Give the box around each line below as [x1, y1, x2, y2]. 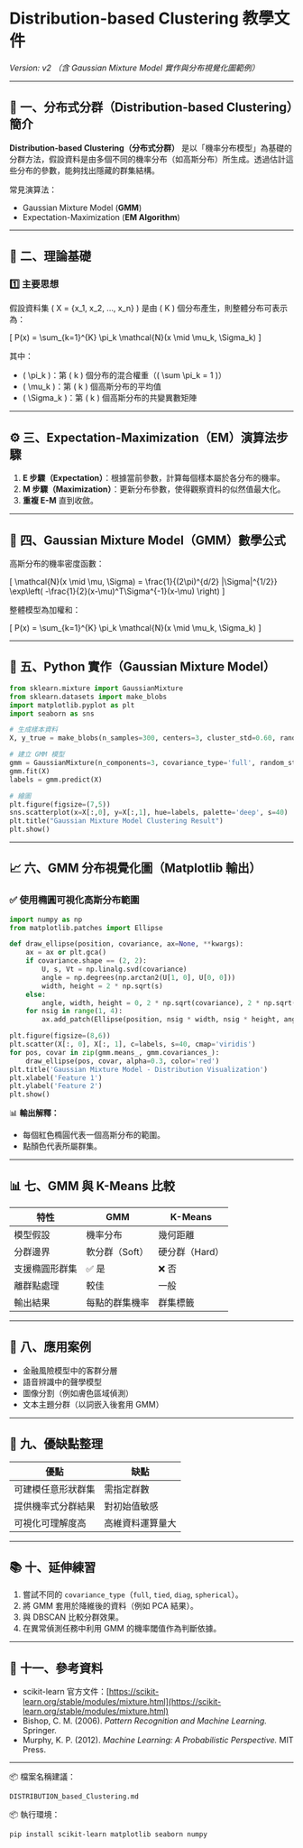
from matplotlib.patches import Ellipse [9, 923, 164, 932]
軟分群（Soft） [86, 1246, 149, 1258]
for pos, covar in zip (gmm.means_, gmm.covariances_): [9, 1048, 220, 1057]
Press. [22, 1744, 47, 1755]
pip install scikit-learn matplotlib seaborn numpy [9, 1830, 207, 1839]
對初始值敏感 [104, 1500, 160, 1512]
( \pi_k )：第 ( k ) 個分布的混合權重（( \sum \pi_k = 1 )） [22, 370, 227, 381]
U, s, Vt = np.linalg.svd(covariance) [41, 965, 188, 975]
